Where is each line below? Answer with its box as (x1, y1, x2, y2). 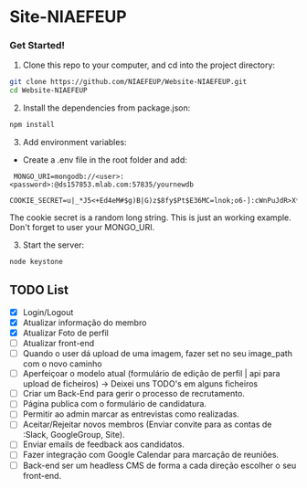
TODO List (9, 282, 69, 298)
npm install (9, 121, 55, 130)
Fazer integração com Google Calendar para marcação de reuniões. (22, 450, 280, 461)
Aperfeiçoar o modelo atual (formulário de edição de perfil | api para (22, 368, 281, 379)
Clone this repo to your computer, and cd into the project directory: (22, 59, 276, 70)
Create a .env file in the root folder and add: (22, 154, 187, 165)
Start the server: (22, 239, 85, 250)
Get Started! (9, 39, 66, 52)
